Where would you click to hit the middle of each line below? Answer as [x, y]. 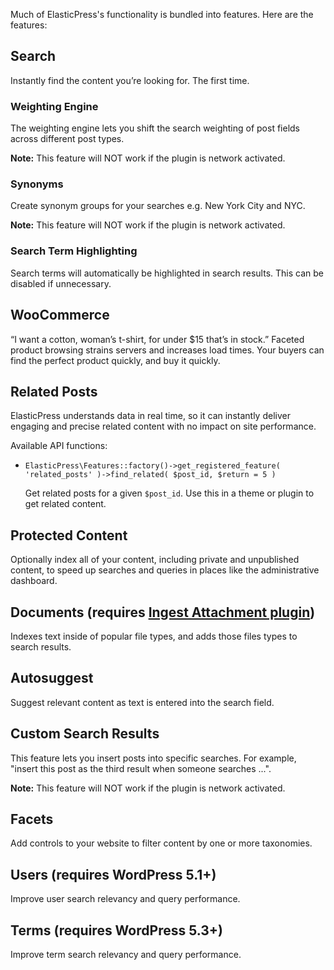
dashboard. [34, 581]
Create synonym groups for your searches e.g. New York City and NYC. [158, 206]
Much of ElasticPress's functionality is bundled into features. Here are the [162, 14]
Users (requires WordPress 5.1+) [113, 874]
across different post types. [67, 139]
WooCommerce [60, 315]
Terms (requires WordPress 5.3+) [117, 930]
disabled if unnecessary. [61, 283]
